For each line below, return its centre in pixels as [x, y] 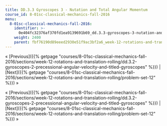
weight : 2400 [28, 38]
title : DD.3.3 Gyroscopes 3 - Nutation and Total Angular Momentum [77, 10]
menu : [11, 19]
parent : [22, 42]
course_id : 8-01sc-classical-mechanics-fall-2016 [58, 14]
